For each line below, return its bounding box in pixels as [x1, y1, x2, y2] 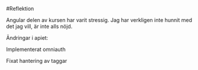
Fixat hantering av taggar [6, 58, 67, 64]
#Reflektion [6, 5, 34, 12]
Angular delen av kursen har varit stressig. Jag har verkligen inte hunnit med [6, 17, 193, 23]
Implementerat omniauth [6, 46, 66, 53]
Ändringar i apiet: [6, 34, 48, 41]
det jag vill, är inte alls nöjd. [6, 23, 73, 30]
